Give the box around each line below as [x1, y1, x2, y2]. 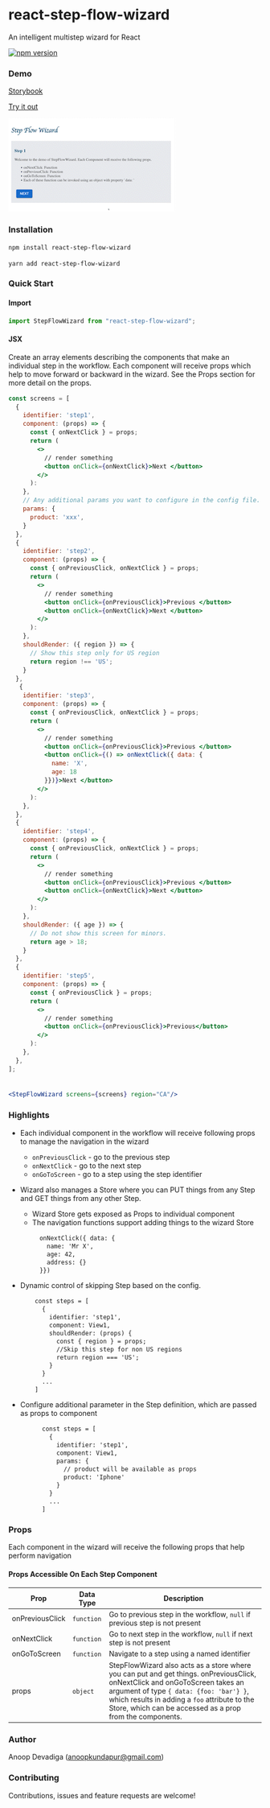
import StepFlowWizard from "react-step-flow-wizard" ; [8, 316, 196, 325]
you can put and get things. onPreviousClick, [108, 1669, 257, 1678]
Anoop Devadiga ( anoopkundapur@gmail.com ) [8, 1752, 165, 1762]
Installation [8, 224, 54, 235]
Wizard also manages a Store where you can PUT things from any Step [19, 1185, 256, 1195]
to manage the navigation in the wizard [19, 1137, 149, 1146]
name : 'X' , [51, 759, 88, 768]
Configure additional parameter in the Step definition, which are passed [19, 1399, 257, 1410]
